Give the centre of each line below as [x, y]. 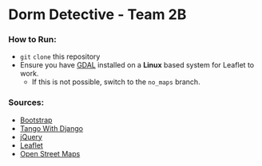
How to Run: [33, 40]
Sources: [26, 102]
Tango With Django [52, 128]
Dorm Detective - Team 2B [97, 15]
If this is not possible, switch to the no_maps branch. [116, 82]
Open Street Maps [50, 153]
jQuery [31, 137]
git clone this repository [60, 56]
